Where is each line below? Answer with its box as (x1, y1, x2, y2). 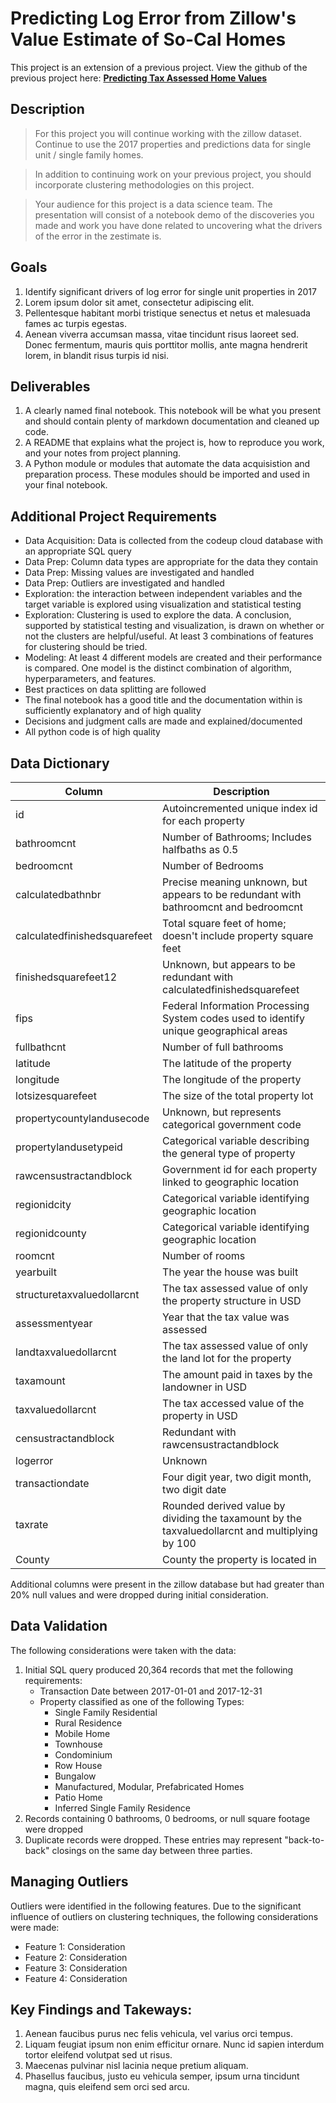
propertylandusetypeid (15, 1140, 123, 1154)
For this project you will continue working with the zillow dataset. (34, 127, 302, 139)
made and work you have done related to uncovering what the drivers (34, 219, 323, 231)
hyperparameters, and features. (24, 673, 157, 685)
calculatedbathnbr (15, 888, 102, 901)
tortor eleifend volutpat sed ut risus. (24, 2049, 173, 2061)
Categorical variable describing (162, 1134, 310, 1147)
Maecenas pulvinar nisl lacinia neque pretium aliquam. (24, 2060, 249, 2072)
